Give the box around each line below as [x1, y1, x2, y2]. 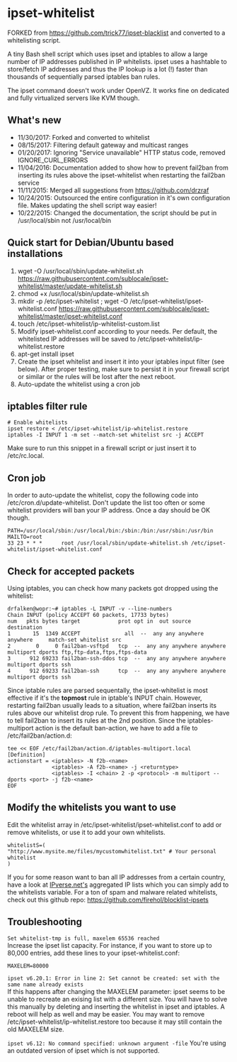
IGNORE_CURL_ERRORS [17, 155, 88, 164]
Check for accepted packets [7, 565, 135, 577]
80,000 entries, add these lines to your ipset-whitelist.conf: [7, 948, 180, 957]
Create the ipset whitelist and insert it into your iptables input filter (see [17, 357, 225, 366]
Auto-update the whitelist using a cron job [17, 380, 140, 388]
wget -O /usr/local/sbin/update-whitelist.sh [17, 266, 144, 275]
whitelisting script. [7, 35, 62, 44]
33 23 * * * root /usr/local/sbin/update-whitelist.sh [7, 540, 189, 547]
